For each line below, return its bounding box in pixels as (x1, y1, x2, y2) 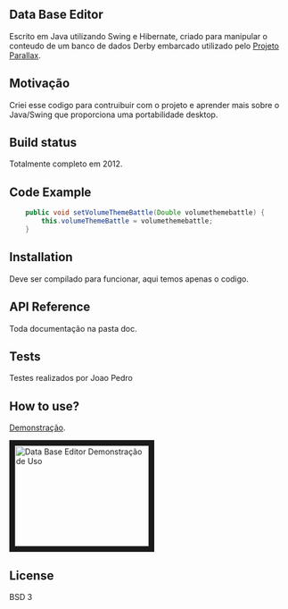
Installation (9, 250, 73, 265)
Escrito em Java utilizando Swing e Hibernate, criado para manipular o (9, 30, 267, 41)
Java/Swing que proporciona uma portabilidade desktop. (9, 109, 218, 120)
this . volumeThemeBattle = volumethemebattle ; (41, 216, 214, 226)
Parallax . (9, 49, 42, 61)
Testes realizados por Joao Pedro (9, 373, 134, 384)
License (9, 568, 54, 583)
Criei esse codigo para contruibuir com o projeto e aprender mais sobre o (9, 99, 280, 110)
